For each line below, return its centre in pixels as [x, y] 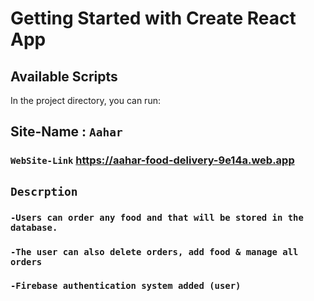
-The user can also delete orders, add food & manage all [154, 251]
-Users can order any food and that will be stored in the [157, 217]
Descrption [44, 191]
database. [34, 227]
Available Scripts [64, 76]
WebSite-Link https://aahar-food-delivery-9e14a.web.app [152, 160]
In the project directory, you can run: [85, 100]
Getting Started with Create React [153, 18]
